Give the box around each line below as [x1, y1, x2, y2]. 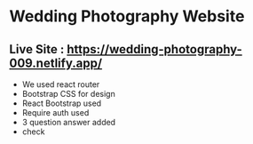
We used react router [21, 79, 100, 90]
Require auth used [21, 108, 90, 117]
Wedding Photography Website [9, 6, 245, 27]
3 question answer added [21, 117, 116, 127]
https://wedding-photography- [66, 42, 242, 57]
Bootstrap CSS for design [21, 89, 115, 99]
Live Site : [9, 42, 65, 57]
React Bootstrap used [21, 98, 102, 108]
